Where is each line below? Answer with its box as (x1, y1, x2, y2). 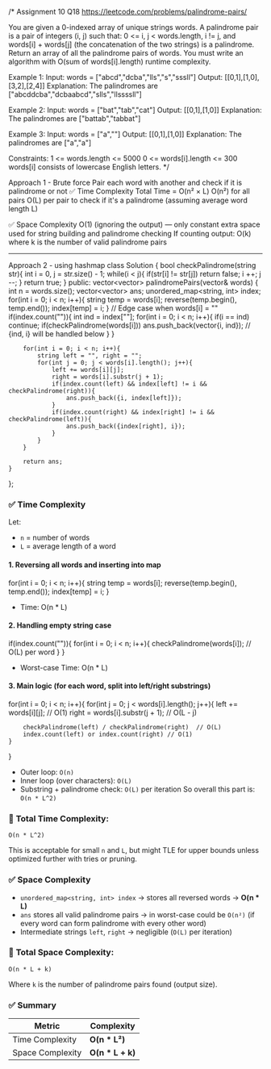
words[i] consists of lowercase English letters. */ (8, 162, 169, 172)
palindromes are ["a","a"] (8, 138, 92, 148)
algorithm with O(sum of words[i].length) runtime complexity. (8, 56, 211, 66)
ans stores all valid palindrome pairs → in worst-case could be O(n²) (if (19, 909, 256, 919)
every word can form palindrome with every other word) (19, 918, 207, 928)
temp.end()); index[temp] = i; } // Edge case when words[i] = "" (8, 303, 219, 313)
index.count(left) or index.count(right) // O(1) (23, 730, 194, 738)
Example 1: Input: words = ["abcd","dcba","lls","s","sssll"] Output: (8, 73, 223, 81)
